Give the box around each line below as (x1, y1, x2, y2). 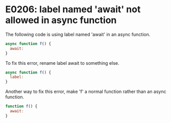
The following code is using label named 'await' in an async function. (5, 31, 151, 37)
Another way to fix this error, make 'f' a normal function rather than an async (5, 88, 166, 95)
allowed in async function (5, 14, 117, 26)
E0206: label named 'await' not (5, 4, 141, 15)
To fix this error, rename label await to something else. (5, 60, 119, 66)
